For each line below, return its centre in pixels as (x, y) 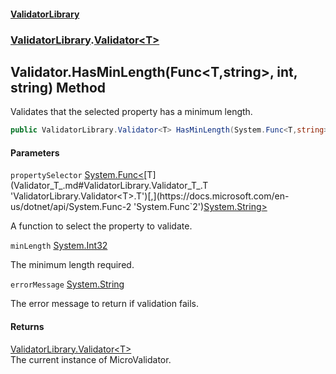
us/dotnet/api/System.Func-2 (71, 207)
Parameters (35, 152)
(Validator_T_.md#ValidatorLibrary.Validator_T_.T (109, 186)
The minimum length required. (72, 265)
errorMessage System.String (67, 284)
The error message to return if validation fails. (104, 304)
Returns (27, 326)
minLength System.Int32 (59, 246)
